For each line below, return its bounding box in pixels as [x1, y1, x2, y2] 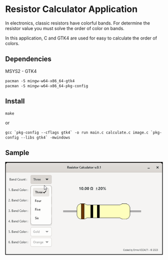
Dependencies [5, 55, 51, 63]
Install [5, 97, 25, 105]
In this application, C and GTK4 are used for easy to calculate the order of [5, 35, 157, 41]
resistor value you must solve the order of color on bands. [5, 25, 125, 31]
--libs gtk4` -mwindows [20, 135, 70, 140]
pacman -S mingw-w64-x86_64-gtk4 [5, 78, 75, 83]
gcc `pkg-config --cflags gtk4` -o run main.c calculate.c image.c [5, 130, 149, 135]
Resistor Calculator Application [5, 3, 138, 15]
